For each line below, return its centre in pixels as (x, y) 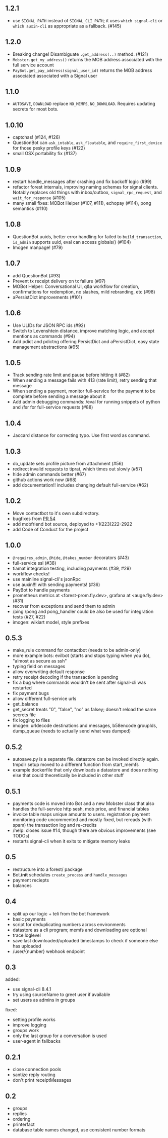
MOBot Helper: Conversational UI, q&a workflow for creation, (76, 286)
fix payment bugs (31, 693)
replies (19, 1114)
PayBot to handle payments (41, 590)
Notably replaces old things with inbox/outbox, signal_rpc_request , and (87, 193)
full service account (33, 65)
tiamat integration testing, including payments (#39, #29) (72, 568)
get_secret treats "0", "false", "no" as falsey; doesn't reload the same (84, 710)
